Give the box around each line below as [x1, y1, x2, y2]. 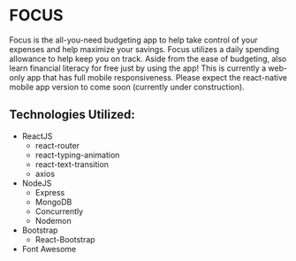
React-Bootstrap [34, 234, 95, 244]
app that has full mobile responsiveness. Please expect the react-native [26, 72, 287, 82]
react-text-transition [34, 158, 109, 169]
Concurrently [34, 205, 84, 217]
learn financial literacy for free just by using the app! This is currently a [9, 63, 267, 73]
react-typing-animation [34, 150, 120, 160]
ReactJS [21, 130, 53, 142]
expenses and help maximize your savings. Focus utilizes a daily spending [9, 43, 280, 54]
